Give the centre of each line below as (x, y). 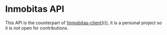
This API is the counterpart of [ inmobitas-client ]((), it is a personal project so (83, 23)
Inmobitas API (35, 9)
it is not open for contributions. (37, 28)
